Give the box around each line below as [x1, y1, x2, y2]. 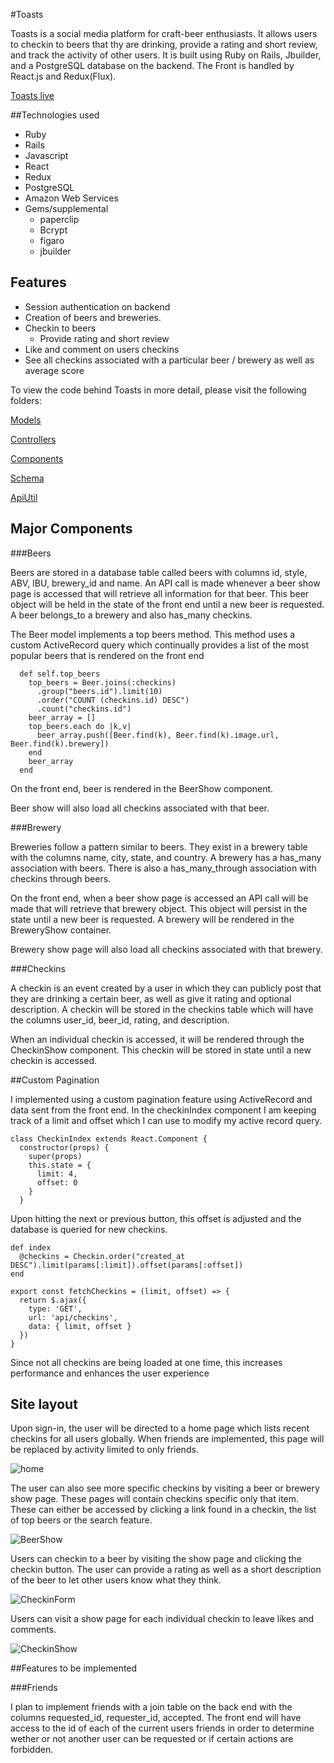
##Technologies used [10, 109, 100, 121]
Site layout [10, 1396, 78, 1413]
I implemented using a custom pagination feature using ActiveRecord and [10, 1093, 313, 1105]
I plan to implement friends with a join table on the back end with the [10, 1701, 293, 1713]
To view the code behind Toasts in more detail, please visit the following [10, 384, 307, 396]
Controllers [10, 433, 57, 445]
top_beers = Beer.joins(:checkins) [28, 677, 177, 688]
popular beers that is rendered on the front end [10, 649, 205, 661]
